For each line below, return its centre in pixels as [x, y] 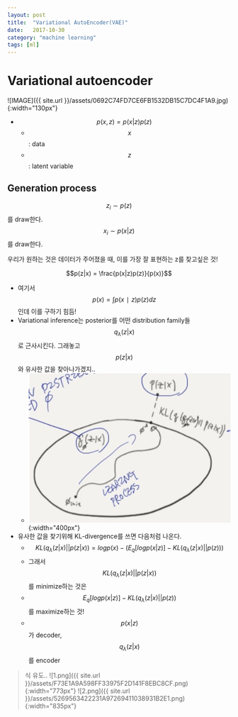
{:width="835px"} [51, 706]
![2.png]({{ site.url [104, 691]
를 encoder [44, 660]
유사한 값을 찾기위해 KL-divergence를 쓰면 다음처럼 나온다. [100, 536]
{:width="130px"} [33, 108]
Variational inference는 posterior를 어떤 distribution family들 [104, 321]
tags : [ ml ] [23, 45]
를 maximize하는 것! [56, 612]
